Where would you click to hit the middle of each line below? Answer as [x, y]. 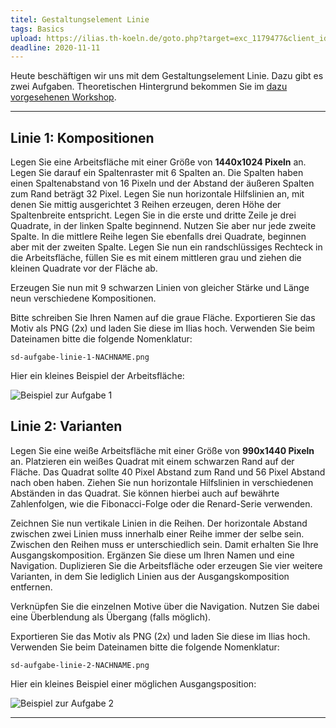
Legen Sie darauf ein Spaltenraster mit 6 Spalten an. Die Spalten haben [157, 173]
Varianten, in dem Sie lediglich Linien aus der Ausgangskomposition [150, 576]
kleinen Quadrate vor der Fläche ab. [84, 268]
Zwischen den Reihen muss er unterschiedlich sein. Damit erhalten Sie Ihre [164, 544]
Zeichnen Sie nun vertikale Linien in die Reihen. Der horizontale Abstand [159, 523]
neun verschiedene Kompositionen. [83, 298]
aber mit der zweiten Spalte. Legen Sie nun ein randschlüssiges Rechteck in [166, 247]
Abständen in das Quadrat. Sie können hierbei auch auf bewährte [145, 493]
